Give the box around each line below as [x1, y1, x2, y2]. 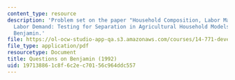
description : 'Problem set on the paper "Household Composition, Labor [7, 17, 220, 24]
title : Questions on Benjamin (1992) [7, 56, 117, 63]
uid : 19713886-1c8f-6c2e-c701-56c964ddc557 [7, 62, 136, 69]
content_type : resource [7, 10, 77, 17]
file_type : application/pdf [7, 42, 90, 49]
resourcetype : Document [7, 49, 77, 56]
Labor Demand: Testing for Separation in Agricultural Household [13, 23, 208, 30]
